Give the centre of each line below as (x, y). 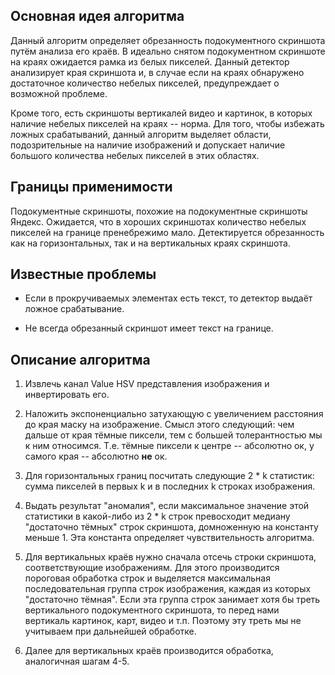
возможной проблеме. (59, 93)
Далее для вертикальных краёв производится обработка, (149, 651)
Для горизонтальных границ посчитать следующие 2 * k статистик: (169, 476)
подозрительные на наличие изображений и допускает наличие (148, 145)
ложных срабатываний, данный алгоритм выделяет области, (141, 134)
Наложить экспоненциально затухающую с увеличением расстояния (174, 414)
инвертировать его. (67, 395)
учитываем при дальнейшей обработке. (110, 631)
